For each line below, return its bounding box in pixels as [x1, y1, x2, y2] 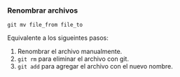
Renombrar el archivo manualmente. [17, 48, 123, 56]
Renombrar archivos [7, 6, 78, 15]
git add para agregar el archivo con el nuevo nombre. [17, 62, 173, 71]
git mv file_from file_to [7, 22, 83, 29]
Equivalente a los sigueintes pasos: [7, 34, 109, 42]
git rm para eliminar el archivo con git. [17, 55, 130, 63]
